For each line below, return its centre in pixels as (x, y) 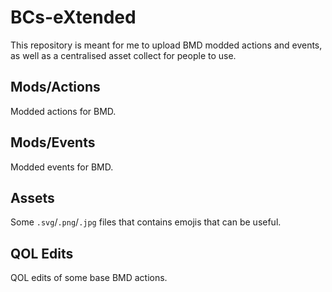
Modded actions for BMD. (63, 111)
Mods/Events (53, 142)
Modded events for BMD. (62, 167)
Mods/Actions (55, 87)
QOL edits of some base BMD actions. (89, 278)
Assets (32, 197)
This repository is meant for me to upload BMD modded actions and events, (166, 45)
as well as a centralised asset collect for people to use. (123, 55)
